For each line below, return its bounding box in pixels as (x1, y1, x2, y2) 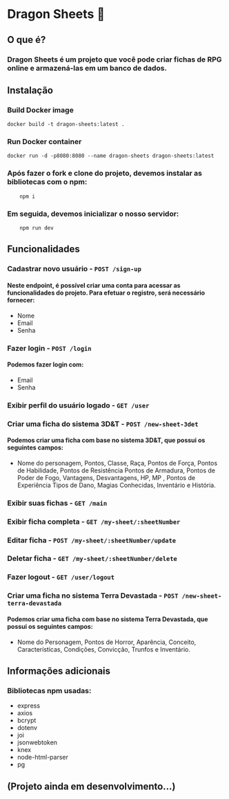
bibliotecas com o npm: (7, 177, 88, 187)
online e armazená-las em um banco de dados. (7, 63, 168, 73)
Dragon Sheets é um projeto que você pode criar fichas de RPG (7, 55, 222, 64)
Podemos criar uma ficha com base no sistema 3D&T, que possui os (7, 436, 206, 445)
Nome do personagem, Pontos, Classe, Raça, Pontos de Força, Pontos (17, 459, 218, 467)
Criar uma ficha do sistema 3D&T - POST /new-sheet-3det (7, 419, 199, 428)
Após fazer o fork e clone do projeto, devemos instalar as (7, 169, 202, 178)
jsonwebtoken (17, 738, 57, 746)
